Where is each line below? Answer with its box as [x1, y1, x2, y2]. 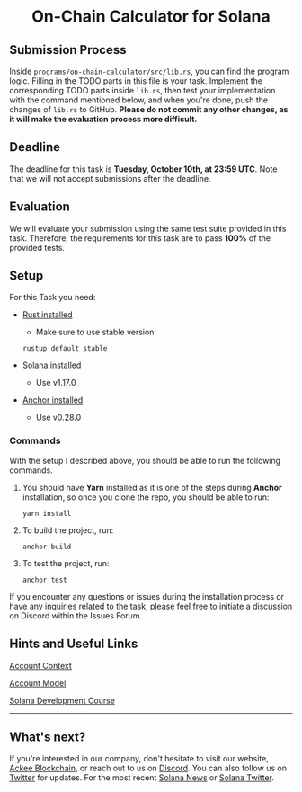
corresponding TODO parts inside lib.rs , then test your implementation [9, 85, 276, 95]
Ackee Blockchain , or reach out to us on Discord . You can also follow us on [9, 762, 288, 774]
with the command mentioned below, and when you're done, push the [9, 94, 269, 105]
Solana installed [22, 360, 82, 370]
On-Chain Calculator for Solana [31, 6, 271, 27]
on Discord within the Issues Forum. [9, 610, 142, 621]
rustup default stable [22, 344, 108, 353]
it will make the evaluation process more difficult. [9, 114, 198, 124]
